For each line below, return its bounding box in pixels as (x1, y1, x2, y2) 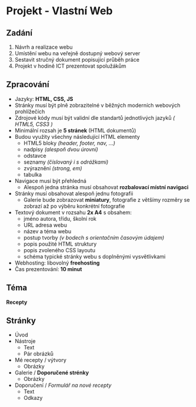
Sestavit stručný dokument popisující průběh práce (14, 56, 140, 63)
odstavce (23, 152, 47, 159)
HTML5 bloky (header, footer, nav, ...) (23, 139, 115, 147)
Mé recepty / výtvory (14, 357, 67, 364)
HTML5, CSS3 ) (14, 120, 53, 128)
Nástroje (14, 338, 36, 345)
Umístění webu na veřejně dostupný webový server (14, 50, 140, 57)
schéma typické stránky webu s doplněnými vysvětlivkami (23, 253, 166, 260)
